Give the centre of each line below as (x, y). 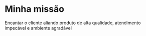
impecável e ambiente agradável (38, 28)
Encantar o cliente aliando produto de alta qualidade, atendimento (73, 23)
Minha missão (35, 9)
